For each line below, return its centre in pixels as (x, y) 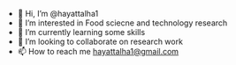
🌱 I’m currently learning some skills (81, 32)
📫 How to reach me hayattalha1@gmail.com (98, 51)
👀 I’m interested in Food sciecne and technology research (122, 23)
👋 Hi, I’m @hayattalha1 (58, 14)
